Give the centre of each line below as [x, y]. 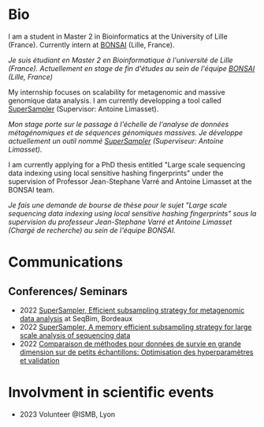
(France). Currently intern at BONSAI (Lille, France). [91, 44]
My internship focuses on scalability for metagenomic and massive [117, 92]
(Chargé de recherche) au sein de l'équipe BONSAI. [92, 230]
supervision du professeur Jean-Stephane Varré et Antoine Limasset [120, 222]
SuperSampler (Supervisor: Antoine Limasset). [84, 109]
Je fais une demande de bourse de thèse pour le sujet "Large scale [118, 205]
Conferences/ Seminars [68, 291]
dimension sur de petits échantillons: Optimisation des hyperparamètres [136, 352]
